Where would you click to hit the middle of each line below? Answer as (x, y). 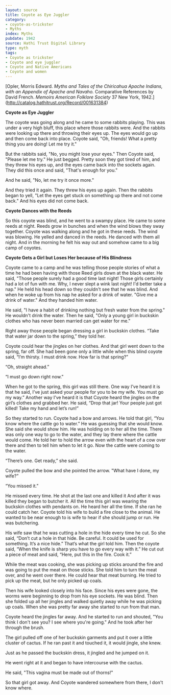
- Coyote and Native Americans (39, 67)
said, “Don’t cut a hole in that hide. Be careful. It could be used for (75, 538)
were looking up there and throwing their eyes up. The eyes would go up (82, 133)
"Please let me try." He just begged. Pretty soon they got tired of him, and (82, 159)
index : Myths (19, 34)
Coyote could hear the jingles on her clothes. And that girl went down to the (85, 346)
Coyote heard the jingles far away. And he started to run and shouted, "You (84, 617)
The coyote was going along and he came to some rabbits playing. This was (85, 122)
